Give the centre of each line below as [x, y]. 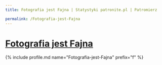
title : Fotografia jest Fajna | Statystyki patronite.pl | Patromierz [81, 10]
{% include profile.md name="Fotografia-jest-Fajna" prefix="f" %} [74, 57]
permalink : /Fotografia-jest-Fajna [43, 19]
